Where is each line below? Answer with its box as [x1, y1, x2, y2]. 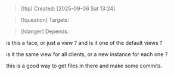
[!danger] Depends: [20, 28, 69, 35]
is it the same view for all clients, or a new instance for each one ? [6, 51, 168, 58]
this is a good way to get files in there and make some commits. [6, 62, 163, 69]
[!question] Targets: [20, 17, 70, 23]
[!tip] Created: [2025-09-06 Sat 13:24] [20, 5, 116, 12]
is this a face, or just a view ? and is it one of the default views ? [6, 40, 163, 46]
